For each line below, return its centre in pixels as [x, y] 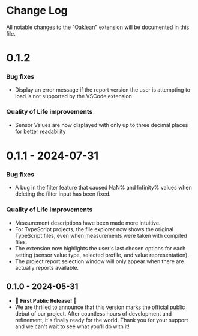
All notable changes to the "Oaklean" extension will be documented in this [98, 27]
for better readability [40, 131]
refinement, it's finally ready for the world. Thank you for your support [101, 320]
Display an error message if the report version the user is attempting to [103, 90]
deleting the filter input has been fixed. [63, 194]
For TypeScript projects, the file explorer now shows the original [94, 229]
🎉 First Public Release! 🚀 [46, 301]
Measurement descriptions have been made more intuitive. [88, 223]
